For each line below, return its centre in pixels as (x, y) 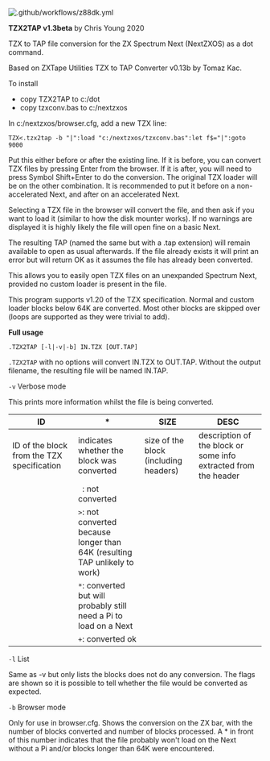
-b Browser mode (37, 707)
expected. (25, 692)
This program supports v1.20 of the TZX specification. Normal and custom (131, 299)
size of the (164, 441)
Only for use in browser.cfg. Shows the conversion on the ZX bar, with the (131, 723)
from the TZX (37, 455)
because (94, 532)
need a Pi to (100, 615)
